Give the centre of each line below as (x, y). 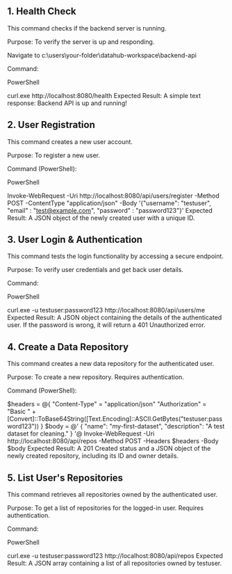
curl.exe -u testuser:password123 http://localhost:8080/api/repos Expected (115, 556)
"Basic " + (22, 412)
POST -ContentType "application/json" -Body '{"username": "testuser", (109, 203)
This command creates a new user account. (70, 141)
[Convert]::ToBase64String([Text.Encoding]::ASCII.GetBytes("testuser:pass (115, 419)
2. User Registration (51, 125)
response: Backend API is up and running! (67, 103)
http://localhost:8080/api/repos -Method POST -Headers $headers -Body (113, 441)
